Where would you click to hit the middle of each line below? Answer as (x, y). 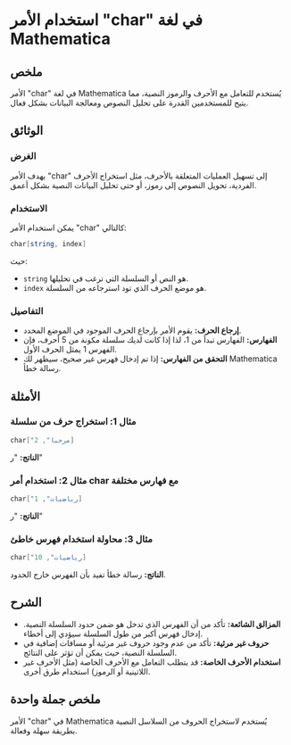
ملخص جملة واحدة (55, 700)
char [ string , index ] (49, 244)
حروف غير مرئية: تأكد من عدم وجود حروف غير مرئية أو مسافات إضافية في (146, 642)
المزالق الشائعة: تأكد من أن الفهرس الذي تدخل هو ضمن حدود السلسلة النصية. (152, 624)
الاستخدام (29, 208)
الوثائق (27, 131)
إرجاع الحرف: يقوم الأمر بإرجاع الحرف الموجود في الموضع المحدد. (132, 330)
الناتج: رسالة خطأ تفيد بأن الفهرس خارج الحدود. (88, 575)
